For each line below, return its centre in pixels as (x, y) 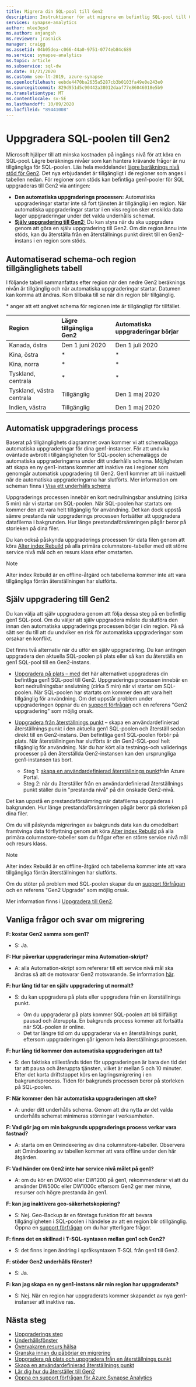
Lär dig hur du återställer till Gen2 (55, 1372)
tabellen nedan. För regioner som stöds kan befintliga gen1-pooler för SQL (95, 180)
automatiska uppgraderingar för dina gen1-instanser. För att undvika (88, 448)
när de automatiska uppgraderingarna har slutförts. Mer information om (92, 479)
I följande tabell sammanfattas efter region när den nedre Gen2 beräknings (96, 282)
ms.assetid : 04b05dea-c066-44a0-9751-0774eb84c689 (69, 50)
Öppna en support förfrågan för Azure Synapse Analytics (83, 1378)
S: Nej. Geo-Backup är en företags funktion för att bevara (83, 1215)
